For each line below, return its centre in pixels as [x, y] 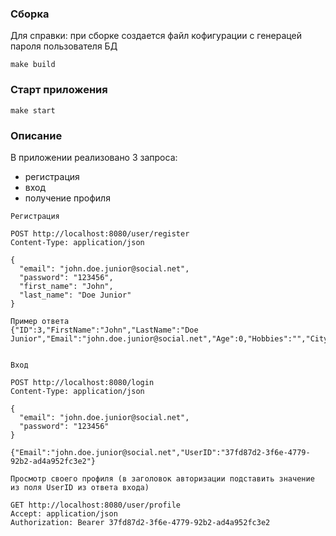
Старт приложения [59, 90]
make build [33, 65]
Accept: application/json [64, 513]
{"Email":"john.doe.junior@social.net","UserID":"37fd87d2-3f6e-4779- [160, 452]
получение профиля [67, 198]
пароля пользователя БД [64, 46]
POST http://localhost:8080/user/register [100, 233]
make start [33, 110]
